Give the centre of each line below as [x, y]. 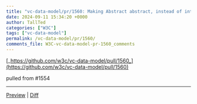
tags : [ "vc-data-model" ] [36, 33]
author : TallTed [26, 22]
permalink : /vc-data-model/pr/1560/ [51, 39]
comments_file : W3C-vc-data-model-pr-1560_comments [70, 44]
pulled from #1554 [28, 78]
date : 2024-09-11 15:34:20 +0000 [47, 17]
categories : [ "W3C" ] [31, 28]
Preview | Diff [23, 95]
